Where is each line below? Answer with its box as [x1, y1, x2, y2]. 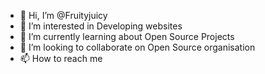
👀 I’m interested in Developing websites [19, 20, 183, 32]
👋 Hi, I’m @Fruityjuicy [19, 10, 108, 21]
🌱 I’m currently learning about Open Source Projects [19, 31, 235, 42]
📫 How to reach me [19, 53, 103, 64]
